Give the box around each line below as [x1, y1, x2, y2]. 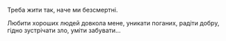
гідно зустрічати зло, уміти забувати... [7, 27, 121, 34]
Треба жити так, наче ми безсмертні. [7, 6, 118, 14]
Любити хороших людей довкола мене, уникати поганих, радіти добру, [7, 19, 220, 27]
